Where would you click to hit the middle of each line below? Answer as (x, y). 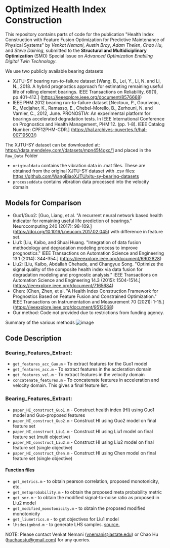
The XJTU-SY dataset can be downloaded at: (53, 145)
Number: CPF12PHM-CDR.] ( (42, 129)
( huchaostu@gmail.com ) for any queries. (48, 539)
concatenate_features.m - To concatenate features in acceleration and (86, 380)
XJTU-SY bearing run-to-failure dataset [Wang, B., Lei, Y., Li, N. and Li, (87, 81)
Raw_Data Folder (22, 156)
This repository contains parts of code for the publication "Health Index (80, 34)
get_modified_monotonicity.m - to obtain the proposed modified (79, 508)
